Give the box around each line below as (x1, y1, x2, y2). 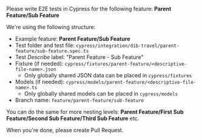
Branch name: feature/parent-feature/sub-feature (15, 97, 144, 103)
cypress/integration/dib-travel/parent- (75, 43, 180, 49)
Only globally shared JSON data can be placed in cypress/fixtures (24, 72, 192, 79)
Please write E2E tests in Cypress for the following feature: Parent (6, 5, 172, 12)
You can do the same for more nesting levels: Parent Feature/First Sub (6, 108, 184, 115)
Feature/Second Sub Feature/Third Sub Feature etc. (6, 115, 140, 122)
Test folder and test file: (15, 42, 75, 49)
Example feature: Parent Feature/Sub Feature (15, 35, 130, 42)
